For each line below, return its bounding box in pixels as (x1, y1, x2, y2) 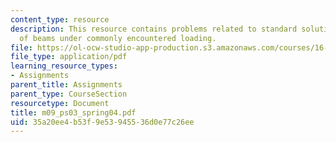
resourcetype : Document (10, 98, 110, 108)
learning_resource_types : (10, 61, 118, 71)
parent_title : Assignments (10, 80, 123, 90)
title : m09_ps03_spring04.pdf (10, 107, 137, 118)
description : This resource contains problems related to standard (10, 24, 298, 34)
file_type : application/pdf (10, 52, 128, 62)
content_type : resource (10, 14, 110, 25)
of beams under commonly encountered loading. (19, 33, 217, 43)
